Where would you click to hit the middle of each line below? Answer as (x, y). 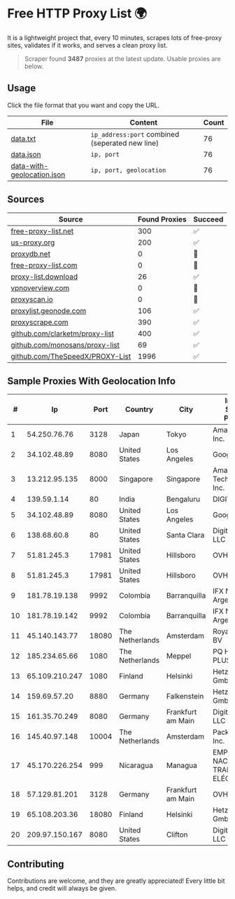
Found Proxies (162, 219)
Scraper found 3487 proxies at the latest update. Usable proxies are (122, 59)
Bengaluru (183, 500)
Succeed (208, 219)
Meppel (179, 656)
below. (34, 66)
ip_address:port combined (135, 134)
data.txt (23, 139)
